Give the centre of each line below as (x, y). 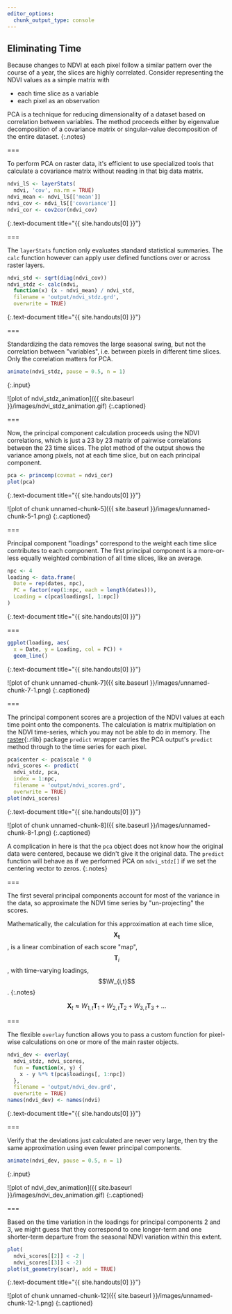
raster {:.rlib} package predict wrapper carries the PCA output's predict (110, 739)
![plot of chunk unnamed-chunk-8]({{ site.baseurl (78, 825)
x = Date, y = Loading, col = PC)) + (68, 649)
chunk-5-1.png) (30, 516)
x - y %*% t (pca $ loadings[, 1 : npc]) (73, 1074)
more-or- (212, 550)
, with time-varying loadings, (48, 971)
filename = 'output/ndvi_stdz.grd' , (66, 297)
